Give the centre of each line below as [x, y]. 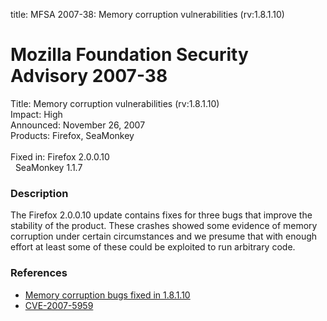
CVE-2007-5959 [59, 305]
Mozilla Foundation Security [129, 55]
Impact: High [36, 114]
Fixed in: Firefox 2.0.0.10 [60, 156]
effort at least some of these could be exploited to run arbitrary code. [153, 247]
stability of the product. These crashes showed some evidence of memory [164, 226]
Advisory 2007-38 [89, 76]
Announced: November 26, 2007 [78, 125]
